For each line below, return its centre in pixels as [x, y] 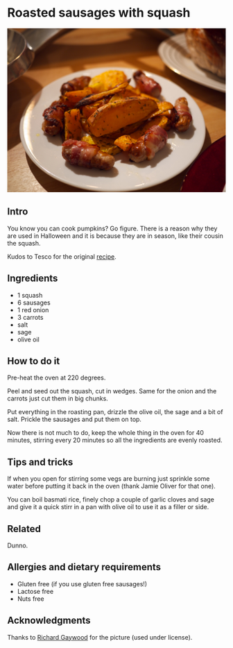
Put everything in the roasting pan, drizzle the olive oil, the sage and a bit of [115, 412]
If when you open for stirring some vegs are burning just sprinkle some [109, 479]
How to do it [34, 361]
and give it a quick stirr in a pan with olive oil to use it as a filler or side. [108, 507]
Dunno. [18, 545]
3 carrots [30, 317]
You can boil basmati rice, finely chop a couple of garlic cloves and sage [111, 500]
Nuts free [31, 599]
